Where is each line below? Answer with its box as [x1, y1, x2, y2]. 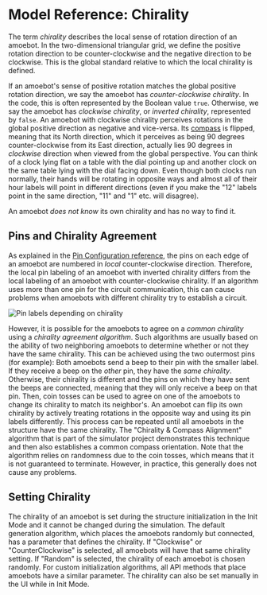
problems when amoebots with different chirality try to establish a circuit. [8, 293, 248, 302]
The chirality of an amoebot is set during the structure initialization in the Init [8, 511, 258, 521]
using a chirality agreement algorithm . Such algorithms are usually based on [8, 332, 258, 341]
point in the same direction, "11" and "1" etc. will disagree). [8, 191, 199, 200]
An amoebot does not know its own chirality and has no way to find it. [8, 206, 237, 216]
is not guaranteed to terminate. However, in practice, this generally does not [8, 459, 257, 469]
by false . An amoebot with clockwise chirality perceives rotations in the [8, 115, 244, 124]
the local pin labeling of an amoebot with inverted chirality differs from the [8, 267, 251, 277]
